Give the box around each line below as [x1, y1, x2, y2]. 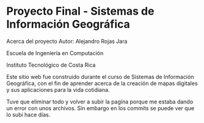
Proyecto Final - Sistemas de [6, 4, 155, 18]
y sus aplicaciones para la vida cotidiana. [6, 86, 110, 93]
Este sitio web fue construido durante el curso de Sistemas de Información [6, 73, 194, 80]
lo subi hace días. [6, 111, 51, 118]
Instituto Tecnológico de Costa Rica [6, 61, 96, 69]
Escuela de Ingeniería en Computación [6, 49, 104, 56]
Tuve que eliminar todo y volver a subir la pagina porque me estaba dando [6, 98, 194, 105]
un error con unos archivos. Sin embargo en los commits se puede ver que [6, 104, 194, 111]
